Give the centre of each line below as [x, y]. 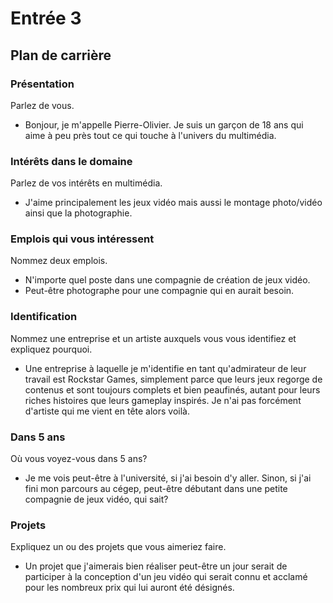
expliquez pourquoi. [51, 349]
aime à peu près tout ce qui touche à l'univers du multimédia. [150, 135]
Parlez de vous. [42, 105]
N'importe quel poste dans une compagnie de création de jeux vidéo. [167, 280]
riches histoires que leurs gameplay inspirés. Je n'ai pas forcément [163, 400]
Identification [44, 317]
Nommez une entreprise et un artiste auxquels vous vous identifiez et [153, 338]
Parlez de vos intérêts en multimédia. [86, 183]
